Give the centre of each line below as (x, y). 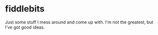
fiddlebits (25, 9)
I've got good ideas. (25, 27)
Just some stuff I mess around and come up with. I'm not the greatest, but (79, 22)
